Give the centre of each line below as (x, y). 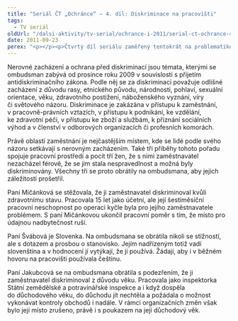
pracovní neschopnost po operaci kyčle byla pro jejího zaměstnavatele (110, 207)
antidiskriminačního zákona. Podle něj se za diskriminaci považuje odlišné (115, 82)
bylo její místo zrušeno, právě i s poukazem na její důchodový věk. (104, 310)
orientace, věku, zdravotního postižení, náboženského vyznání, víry (106, 97)
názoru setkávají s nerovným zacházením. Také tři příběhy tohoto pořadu (114, 148)
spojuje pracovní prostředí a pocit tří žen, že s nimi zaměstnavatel (103, 156)
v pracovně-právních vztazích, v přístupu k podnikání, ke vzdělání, (104, 112)
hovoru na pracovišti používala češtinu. (64, 259)
